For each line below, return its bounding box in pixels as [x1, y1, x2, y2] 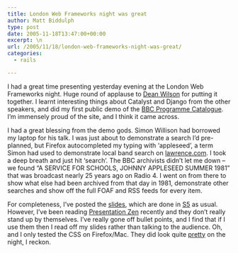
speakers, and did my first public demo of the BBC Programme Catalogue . [7, 104, 224, 113]
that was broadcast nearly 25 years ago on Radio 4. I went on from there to [7, 171, 227, 179]
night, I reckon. [7, 237, 52, 246]
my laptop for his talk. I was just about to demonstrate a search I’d [7, 133, 200, 142]
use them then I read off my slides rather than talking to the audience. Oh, [7, 223, 223, 231]
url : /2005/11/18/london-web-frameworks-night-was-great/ [7, 43, 182, 50]
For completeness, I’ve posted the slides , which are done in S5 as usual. [7, 200, 218, 208]
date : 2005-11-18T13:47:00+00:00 [7, 30, 106, 38]
